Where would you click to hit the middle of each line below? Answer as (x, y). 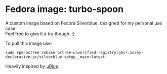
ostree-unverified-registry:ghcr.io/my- (100, 52)
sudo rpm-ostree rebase (30, 52)
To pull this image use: (29, 43)
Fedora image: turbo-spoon (65, 9)
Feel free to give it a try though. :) (40, 33)
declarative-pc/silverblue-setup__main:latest (55, 57)
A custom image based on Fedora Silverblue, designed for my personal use (84, 23)
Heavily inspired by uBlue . (32, 66)
